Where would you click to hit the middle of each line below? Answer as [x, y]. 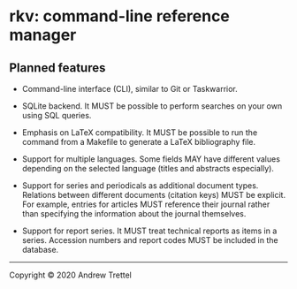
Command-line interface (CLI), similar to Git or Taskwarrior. [130, 89]
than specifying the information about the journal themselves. [134, 213]
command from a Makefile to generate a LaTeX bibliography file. [139, 142]
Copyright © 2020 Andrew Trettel [71, 275]
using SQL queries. [57, 115]
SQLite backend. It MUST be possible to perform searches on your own [152, 106]
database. [40, 250]
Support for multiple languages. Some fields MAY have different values [151, 159]
